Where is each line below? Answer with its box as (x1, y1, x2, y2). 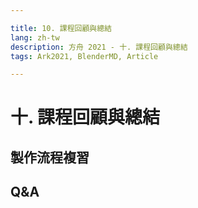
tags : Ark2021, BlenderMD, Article (10, 51, 159, 61)
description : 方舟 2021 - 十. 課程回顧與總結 (10, 42, 188, 52)
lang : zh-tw (10, 32, 60, 43)
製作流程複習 (10, 149, 90, 166)
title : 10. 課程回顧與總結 (10, 23, 112, 33)
